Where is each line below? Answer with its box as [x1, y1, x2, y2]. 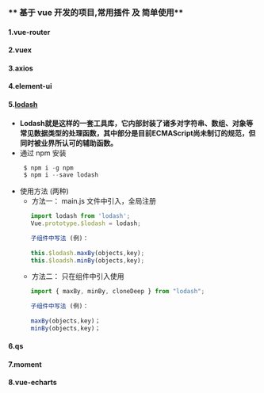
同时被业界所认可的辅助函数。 [19, 138, 117, 147]
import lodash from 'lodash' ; [30, 212, 131, 220]
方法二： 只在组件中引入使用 [31, 272, 124, 281]
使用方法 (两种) [19, 186, 69, 196]
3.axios [8, 63, 33, 73]
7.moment [8, 359, 42, 369]
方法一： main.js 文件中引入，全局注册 [31, 196, 157, 206]
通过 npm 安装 [19, 148, 67, 158]
